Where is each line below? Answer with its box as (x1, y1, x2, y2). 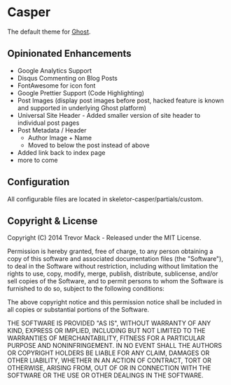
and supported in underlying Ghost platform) (17, 103, 147, 112)
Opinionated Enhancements (7, 48, 132, 60)
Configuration (7, 176, 70, 188)
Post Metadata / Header (17, 126, 87, 134)
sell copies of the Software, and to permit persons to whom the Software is (7, 277, 224, 285)
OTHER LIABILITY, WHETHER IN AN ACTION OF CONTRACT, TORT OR (7, 356, 211, 365)
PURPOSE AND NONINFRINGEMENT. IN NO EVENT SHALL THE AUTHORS (7, 342, 223, 350)
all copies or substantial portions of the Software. (7, 306, 149, 314)
